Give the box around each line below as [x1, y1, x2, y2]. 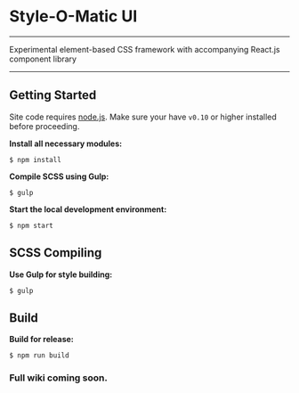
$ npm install [9, 155, 62, 164]
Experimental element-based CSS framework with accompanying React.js [9, 44, 280, 54]
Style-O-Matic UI [9, 6, 138, 27]
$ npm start [9, 221, 53, 230]
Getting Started [9, 87, 97, 103]
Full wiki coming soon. [9, 372, 109, 384]
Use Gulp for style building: [9, 269, 113, 280]
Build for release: [9, 334, 74, 345]
